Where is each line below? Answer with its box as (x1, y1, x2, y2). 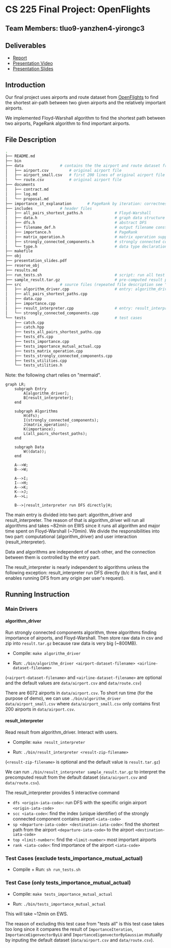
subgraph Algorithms (14, 409, 58, 414)
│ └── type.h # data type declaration (5, 244, 167, 249)
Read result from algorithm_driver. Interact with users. (5, 729, 118, 735)
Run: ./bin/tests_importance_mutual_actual (12, 900, 106, 907)
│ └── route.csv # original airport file (5, 178, 122, 183)
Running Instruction (5, 590, 70, 599)
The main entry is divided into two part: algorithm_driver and (5, 512, 132, 518)
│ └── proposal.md (5, 196, 49, 202)
